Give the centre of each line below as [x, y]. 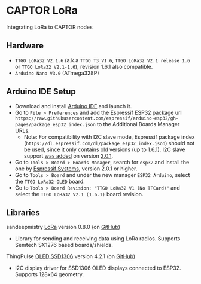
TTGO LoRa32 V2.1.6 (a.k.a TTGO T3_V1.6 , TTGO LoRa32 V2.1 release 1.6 [102, 60]
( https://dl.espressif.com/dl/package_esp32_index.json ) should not [109, 143]
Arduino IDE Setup [41, 92]
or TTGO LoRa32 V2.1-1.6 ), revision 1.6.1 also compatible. [84, 66]
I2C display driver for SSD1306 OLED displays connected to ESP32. [98, 268]
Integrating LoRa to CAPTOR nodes [49, 27]
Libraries [23, 213]
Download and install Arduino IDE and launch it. [73, 106]
